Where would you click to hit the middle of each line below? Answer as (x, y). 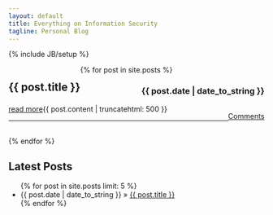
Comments (246, 116)
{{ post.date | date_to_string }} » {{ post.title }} (97, 195)
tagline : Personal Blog (49, 31)
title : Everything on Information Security (83, 24)
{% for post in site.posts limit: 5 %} (78, 186)
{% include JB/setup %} (49, 55)
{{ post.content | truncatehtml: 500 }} (105, 109)
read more (26, 109)
